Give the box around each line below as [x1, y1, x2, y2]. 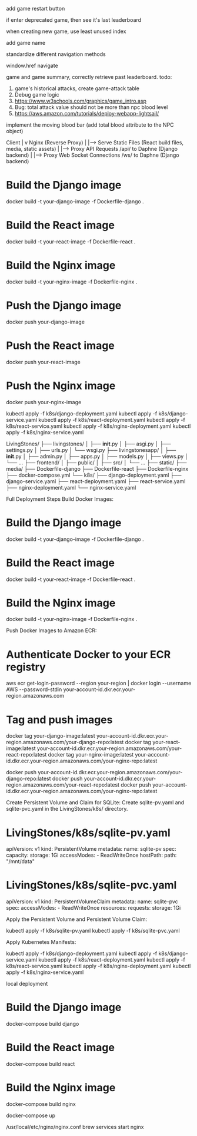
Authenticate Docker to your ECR [6, 648, 171, 661]
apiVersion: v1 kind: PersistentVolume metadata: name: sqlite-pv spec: [6, 846, 176, 853]
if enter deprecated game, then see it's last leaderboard [6, 16, 142, 23]
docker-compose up [6, 1112, 56, 1119]
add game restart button [6, 5, 65, 12]
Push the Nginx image [6, 379, 116, 392]
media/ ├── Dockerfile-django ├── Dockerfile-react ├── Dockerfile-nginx [6, 465, 189, 472]
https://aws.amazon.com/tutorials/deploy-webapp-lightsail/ [14, 110, 159, 117]
